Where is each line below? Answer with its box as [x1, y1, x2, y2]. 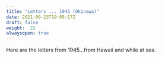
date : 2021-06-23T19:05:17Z [6, 14, 76, 20]
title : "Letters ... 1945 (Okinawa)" [6, 8, 100, 15]
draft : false [6, 19, 39, 25]
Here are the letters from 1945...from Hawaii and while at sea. [6, 46, 156, 53]
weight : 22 [6, 25, 36, 31]
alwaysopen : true [6, 30, 49, 36]
